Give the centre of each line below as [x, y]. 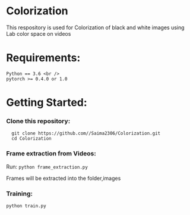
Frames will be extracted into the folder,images [64, 178]
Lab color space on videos [39, 33]
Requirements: [43, 58]
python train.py [26, 206]
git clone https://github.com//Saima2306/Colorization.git [86, 133]
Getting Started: [47, 103]
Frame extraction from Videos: [51, 154]
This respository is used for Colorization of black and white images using [96, 27]
